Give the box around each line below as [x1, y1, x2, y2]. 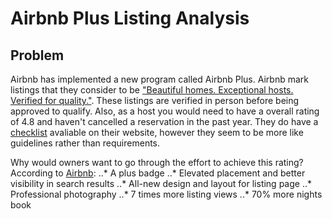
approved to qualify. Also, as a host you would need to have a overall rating [10, 105, 320, 117]
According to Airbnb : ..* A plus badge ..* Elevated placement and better [10, 167, 306, 179]
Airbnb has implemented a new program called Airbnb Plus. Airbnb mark [10, 73, 309, 85]
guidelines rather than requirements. [10, 137, 161, 149]
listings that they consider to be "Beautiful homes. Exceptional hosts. [10, 84, 294, 96]
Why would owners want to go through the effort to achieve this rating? [10, 157, 304, 168]
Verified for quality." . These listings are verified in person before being [10, 95, 300, 106]
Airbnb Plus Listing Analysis [10, 7, 250, 30]
